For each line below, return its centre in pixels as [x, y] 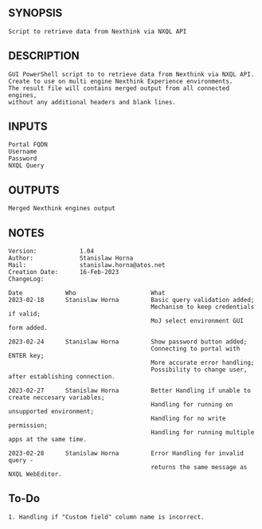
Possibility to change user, [199, 370]
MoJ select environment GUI [197, 321]
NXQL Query [26, 166]
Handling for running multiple [203, 433]
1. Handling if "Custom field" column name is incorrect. [106, 517]
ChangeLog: [26, 279]
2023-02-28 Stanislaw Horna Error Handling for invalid [126, 453]
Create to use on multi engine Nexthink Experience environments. [121, 81]
